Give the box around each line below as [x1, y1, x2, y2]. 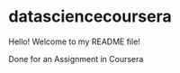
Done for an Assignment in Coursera [8, 53, 144, 64]
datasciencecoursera [8, 6, 172, 27]
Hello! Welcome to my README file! [8, 36, 141, 47]
